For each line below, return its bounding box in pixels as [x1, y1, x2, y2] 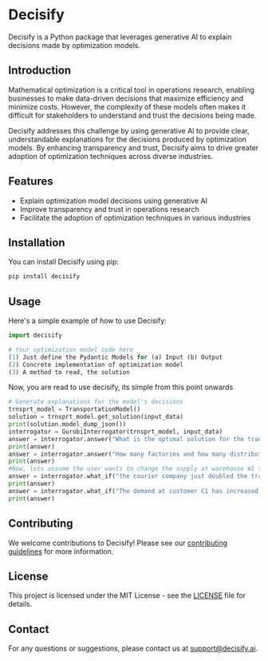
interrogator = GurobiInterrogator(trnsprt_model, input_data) [8, 428, 223, 436]
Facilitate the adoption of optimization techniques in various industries [19, 213, 251, 222]
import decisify [8, 332, 62, 340]
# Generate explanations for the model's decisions [8, 398, 183, 406]
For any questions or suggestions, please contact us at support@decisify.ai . [8, 643, 258, 653]
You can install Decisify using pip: [8, 257, 120, 267]
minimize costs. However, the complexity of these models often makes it [8, 102, 246, 111]
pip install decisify [8, 273, 81, 281]
